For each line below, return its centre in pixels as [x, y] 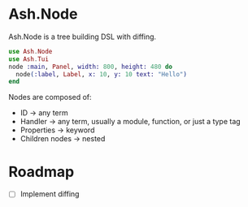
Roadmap [41, 172]
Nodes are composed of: [50, 97]
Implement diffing [50, 194]
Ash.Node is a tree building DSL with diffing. [83, 37]
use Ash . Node [30, 51]
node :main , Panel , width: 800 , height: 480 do [91, 67]
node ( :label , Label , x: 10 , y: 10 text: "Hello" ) [101, 74]
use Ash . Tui [28, 59]
